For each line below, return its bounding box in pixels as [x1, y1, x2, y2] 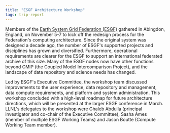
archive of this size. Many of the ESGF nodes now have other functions [5, 58, 154, 64]
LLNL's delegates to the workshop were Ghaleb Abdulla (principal [5, 106, 143, 112]
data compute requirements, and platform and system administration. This [5, 90, 160, 96]
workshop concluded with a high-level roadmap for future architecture [5, 95, 153, 101]
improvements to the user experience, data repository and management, [5, 84, 157, 90]
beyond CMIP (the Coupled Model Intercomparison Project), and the [5, 64, 148, 70]
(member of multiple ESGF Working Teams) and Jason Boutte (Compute [5, 116, 156, 122]
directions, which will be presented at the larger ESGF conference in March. [5, 100, 163, 106]
